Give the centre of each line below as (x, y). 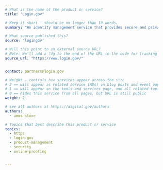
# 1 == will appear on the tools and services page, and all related (77, 89)
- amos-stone (23, 116)
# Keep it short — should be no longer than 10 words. (62, 23)
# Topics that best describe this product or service (61, 124)
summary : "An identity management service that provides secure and (76, 27)
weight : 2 (15, 98)
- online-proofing (28, 151)
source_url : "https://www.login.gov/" (44, 58)
